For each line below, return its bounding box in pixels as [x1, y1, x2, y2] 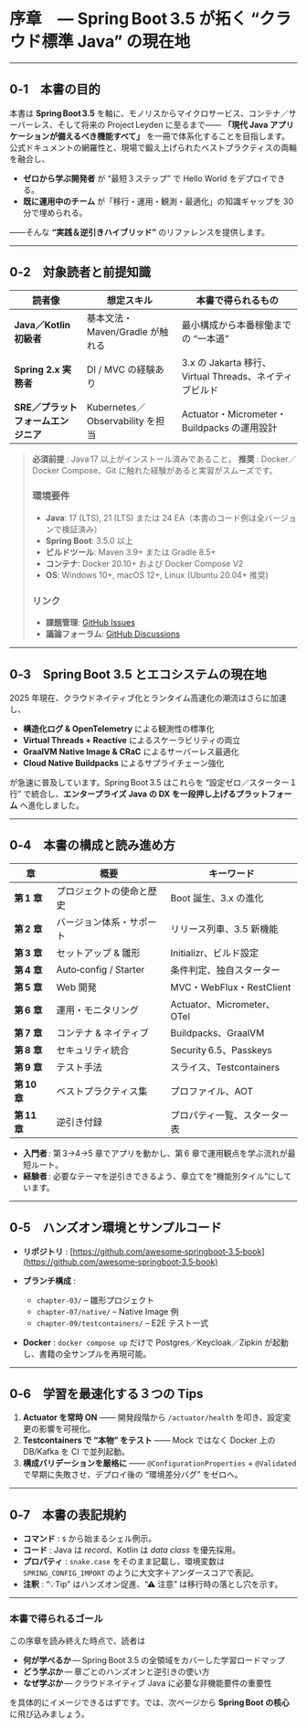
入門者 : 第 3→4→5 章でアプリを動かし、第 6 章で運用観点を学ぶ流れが [22, 1147, 288, 1158]
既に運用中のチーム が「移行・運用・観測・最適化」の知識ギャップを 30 [22, 196, 294, 207]
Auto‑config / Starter [56, 963, 145, 976]
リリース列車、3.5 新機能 [170, 923, 279, 935]
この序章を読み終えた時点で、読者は [9, 1635, 146, 1646]
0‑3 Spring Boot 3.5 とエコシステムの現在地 [9, 667, 267, 682]
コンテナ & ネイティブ [56, 1026, 149, 1039]
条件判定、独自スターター [170, 964, 281, 976]
